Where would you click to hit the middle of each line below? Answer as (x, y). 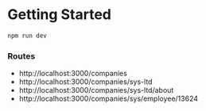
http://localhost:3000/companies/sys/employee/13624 (109, 99)
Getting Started (60, 15)
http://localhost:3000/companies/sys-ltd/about (96, 90)
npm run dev (27, 36)
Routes (21, 55)
